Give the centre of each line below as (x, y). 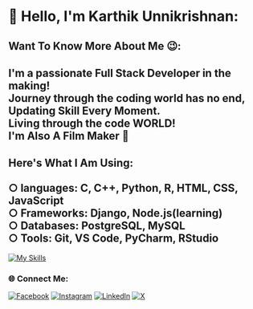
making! (29, 85)
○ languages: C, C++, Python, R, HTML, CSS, (123, 188)
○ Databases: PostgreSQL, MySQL (97, 226)
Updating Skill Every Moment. (84, 110)
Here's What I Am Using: (71, 163)
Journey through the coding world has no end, (126, 98)
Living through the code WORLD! (92, 123)
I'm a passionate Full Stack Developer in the (120, 73)
